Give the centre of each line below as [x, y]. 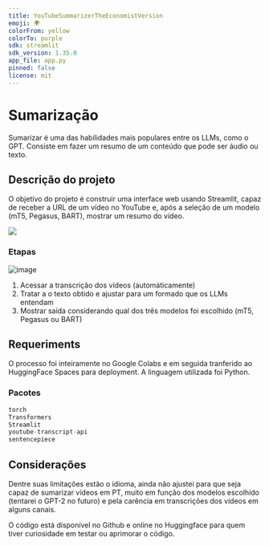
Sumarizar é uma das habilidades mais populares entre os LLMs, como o [128, 137]
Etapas [22, 252]
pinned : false [32, 68]
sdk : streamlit [34, 46]
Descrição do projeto [62, 179]
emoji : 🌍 [24, 23]
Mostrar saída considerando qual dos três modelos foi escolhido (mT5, [137, 311]
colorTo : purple [35, 38]
